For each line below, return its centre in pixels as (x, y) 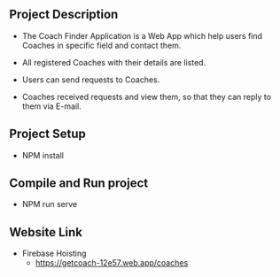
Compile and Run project (79, 184)
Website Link (46, 232)
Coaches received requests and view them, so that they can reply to (147, 96)
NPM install (43, 155)
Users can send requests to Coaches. (91, 80)
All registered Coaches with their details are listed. (114, 62)
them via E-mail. (51, 106)
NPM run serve (50, 204)
